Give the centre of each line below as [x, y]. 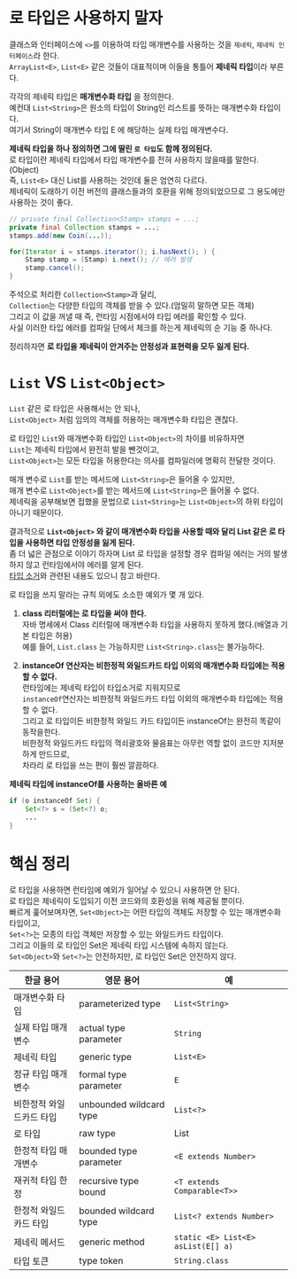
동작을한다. [41, 732]
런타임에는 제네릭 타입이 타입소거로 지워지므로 [101, 687]
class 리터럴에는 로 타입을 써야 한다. [84, 613]
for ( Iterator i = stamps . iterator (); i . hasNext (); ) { [112, 252]
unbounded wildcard [122, 1104]
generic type [106, 1057]
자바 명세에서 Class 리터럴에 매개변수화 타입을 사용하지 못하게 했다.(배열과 [150, 624]
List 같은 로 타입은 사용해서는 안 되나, [75, 408]
